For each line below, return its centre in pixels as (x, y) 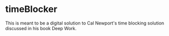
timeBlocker (31, 9)
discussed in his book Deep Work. (41, 28)
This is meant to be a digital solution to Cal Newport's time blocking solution (85, 23)
